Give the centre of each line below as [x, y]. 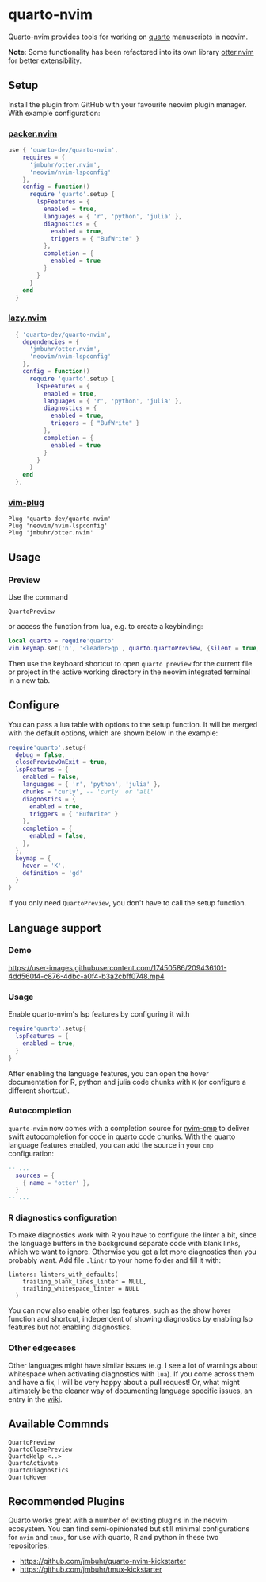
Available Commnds [59, 1424]
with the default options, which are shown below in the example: [113, 733]
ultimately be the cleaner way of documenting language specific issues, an [130, 1391]
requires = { [44, 157]
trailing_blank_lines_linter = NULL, [85, 1282]
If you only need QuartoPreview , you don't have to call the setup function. [127, 903]
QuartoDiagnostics [38, 1470]
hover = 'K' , [44, 866]
